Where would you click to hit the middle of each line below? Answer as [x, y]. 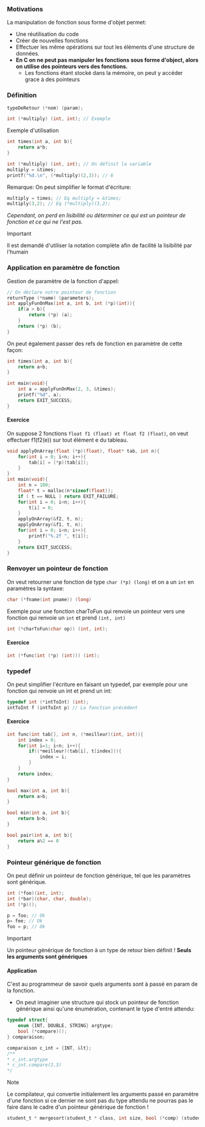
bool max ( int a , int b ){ [38, 791]
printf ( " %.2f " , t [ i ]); [59, 536]
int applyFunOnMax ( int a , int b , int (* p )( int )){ [71, 303]
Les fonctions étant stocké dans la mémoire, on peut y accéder [104, 73]
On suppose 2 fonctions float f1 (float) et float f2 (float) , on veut [98, 433]
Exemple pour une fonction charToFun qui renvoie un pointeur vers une [96, 611]
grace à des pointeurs [52, 79]
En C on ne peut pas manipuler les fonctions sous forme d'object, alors [107, 60]
